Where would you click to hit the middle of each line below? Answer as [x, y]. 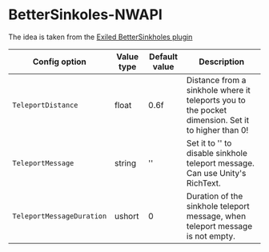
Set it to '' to [209, 143]
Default [164, 56]
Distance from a [217, 80]
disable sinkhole [217, 153]
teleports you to [216, 100]
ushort [127, 216]
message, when [217, 216]
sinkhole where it [219, 90]
